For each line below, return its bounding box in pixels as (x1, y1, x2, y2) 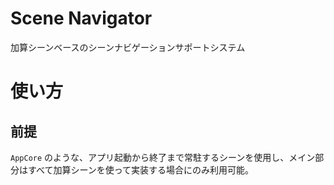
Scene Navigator (10, 7, 153, 30)
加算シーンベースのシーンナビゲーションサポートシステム (10, 41, 246, 53)
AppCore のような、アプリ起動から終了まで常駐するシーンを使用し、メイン (10, 151, 316, 163)
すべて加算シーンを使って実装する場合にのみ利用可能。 (27, 163, 255, 176)
